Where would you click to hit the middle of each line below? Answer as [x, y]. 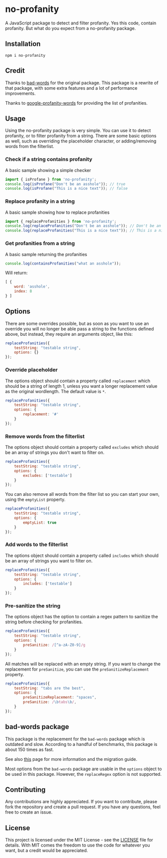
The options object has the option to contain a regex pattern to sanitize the [82, 617]
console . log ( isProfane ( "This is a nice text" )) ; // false [66, 189]
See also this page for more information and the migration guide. [71, 759]
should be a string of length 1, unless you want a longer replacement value [81, 386]
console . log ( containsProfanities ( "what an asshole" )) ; [63, 263]
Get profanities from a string [40, 244]
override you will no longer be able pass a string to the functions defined [80, 329]
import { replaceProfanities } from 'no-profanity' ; [61, 221]
